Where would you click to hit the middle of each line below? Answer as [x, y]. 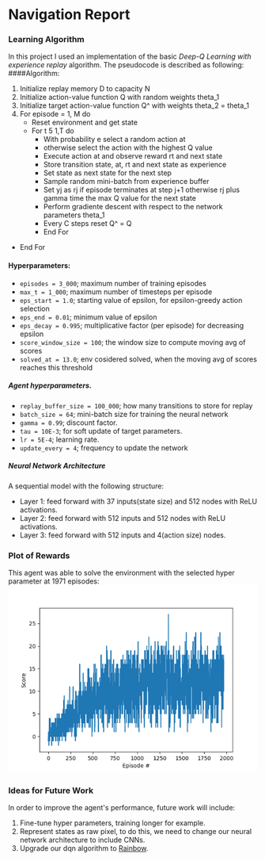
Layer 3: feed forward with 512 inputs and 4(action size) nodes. [123, 535]
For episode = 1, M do [55, 114]
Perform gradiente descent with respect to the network [133, 207]
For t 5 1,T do [53, 131]
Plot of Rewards [39, 555]
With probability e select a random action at [114, 140]
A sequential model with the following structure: [86, 486]
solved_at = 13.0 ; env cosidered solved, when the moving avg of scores [138, 359]
